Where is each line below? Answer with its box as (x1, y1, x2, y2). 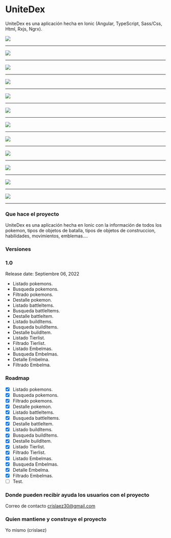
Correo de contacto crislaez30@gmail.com (5, 503, 96, 509)
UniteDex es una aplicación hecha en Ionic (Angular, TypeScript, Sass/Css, (5, 20, 162, 26)
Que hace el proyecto (5, 210, 60, 218)
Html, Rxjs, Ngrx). (5, 25, 42, 32)
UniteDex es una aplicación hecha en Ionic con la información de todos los (5, 222, 162, 228)
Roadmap (5, 374, 30, 382)
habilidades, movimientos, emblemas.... (5, 233, 88, 239)
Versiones (5, 246, 32, 253)
